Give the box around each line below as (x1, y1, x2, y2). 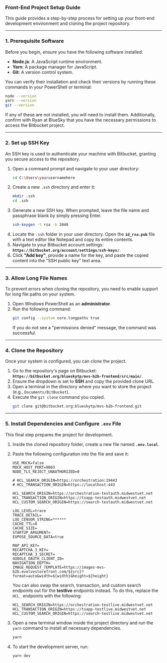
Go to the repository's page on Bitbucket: (12, 368, 97, 374)
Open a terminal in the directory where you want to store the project (12, 384, 152, 390)
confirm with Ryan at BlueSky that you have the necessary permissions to (5, 117, 156, 123)
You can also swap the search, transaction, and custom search (12, 582, 142, 588)
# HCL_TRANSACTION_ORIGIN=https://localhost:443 (12, 482, 115, 487)
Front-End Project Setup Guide (5, 4, 81, 11)
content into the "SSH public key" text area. (12, 258, 102, 264)
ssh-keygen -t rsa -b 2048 (12, 222, 69, 227)
